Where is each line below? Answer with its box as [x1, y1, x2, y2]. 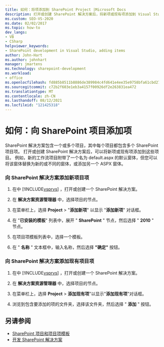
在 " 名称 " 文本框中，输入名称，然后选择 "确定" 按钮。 [12, 244, 123, 250]
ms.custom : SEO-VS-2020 [5, 16, 54, 21]
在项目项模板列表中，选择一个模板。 [12, 234, 85, 240]
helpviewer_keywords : [5, 44, 49, 48]
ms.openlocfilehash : [5, 80, 47, 85]
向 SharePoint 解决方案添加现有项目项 [5, 258, 94, 265]
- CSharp [5, 39, 23, 44]
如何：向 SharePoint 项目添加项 [5, 125, 132, 137]
